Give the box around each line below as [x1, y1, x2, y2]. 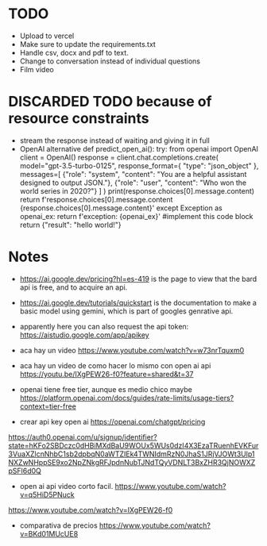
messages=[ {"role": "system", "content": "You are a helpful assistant [19, 169, 247, 179]
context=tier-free [19, 402, 77, 411]
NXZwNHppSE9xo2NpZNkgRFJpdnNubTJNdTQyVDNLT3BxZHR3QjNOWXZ [8, 457, 256, 467]
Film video [19, 64, 54, 74]
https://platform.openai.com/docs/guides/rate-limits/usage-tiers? [19, 393, 234, 402]
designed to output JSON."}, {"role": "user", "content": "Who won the [19, 178, 247, 187]
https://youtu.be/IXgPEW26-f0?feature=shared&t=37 [19, 369, 194, 379]
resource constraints [8, 110, 149, 128]
